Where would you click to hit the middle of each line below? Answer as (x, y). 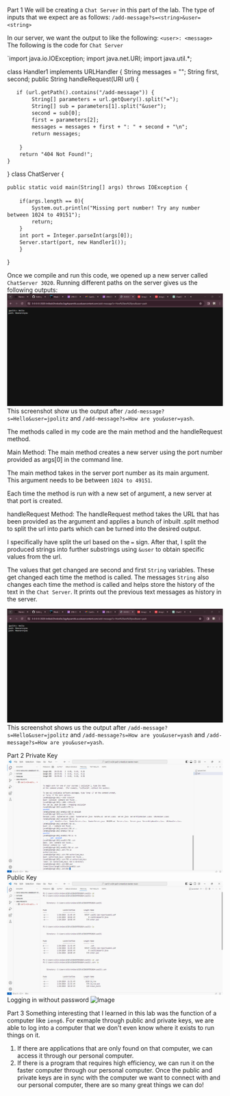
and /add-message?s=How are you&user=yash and (138, 735)
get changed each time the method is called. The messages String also (108, 577)
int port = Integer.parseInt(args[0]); (76, 236)
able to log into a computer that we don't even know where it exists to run (111, 1028)
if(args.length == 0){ (52, 201)
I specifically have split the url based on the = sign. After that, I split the (107, 542)
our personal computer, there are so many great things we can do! (110, 1085)
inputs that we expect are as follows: (59, 17)
